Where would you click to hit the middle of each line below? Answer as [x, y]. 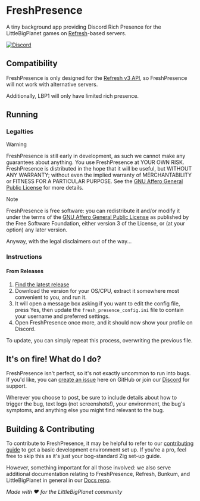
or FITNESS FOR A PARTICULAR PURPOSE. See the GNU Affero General [95, 181]
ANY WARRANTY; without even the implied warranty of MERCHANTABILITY [99, 175]
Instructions [24, 257]
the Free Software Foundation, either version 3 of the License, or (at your [96, 224]
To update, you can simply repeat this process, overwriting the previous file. [99, 340]
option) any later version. [37, 230]
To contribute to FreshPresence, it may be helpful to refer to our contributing [100, 443]
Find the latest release [42, 284]
